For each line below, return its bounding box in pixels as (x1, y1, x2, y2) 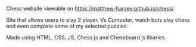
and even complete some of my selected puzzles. (6, 23, 128, 29)
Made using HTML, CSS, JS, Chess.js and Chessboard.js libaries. (6, 34, 167, 41)
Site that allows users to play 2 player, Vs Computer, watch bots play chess (6, 16, 190, 23)
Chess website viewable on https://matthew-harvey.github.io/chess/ (6, 5, 174, 12)
